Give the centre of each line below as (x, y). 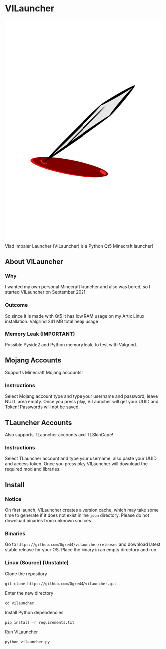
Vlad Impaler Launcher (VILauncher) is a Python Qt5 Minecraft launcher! (79, 246)
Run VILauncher (22, 632)
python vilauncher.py (28, 642)
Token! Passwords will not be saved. (42, 407)
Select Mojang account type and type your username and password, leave (82, 396)
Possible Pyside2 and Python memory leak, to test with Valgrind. (71, 345)
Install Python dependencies (34, 612)
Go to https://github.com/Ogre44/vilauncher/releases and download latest (83, 544)
